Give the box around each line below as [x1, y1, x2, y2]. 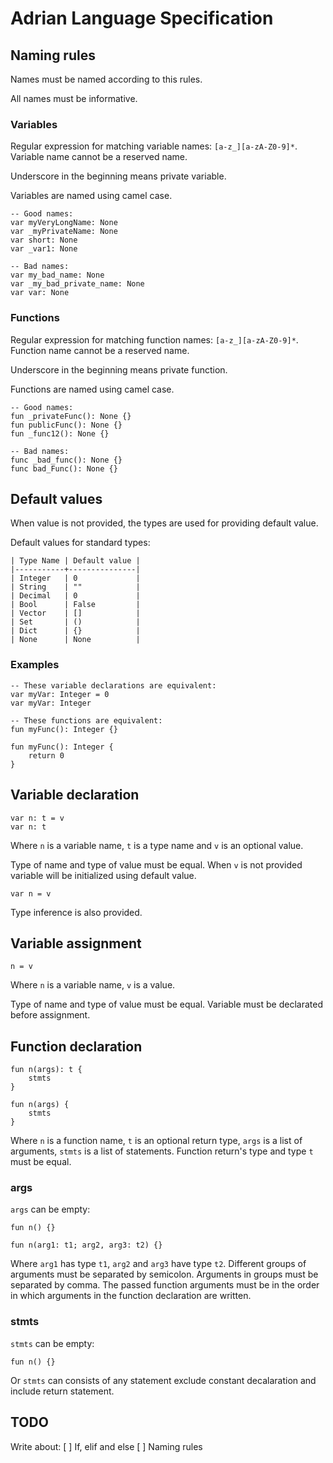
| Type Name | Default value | [10, 556, 141, 566]
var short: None [10, 235, 78, 246]
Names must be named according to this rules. [10, 73, 203, 85]
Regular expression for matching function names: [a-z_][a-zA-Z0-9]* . [10, 333, 299, 346]
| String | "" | [10, 582, 141, 592]
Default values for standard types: [10, 537, 151, 549]
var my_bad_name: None [10, 270, 105, 281]
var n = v [10, 888, 52, 899]
